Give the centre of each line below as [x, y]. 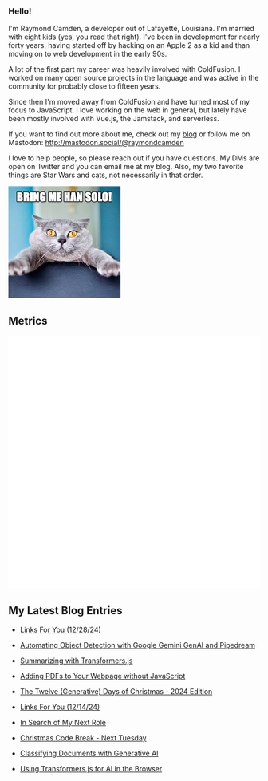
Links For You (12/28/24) [60, 630]
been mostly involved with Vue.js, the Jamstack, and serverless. [114, 119]
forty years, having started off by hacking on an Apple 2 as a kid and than [129, 45]
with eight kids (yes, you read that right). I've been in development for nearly [134, 37]
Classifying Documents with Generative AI [89, 753]
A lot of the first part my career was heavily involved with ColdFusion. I [124, 69]
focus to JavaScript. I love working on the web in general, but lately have [128, 110]
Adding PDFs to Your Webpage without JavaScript [102, 676]
